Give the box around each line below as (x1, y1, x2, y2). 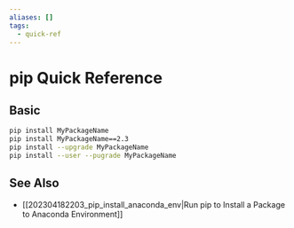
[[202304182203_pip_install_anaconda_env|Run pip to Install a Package (21, 199, 286, 209)
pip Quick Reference (9, 67, 163, 88)
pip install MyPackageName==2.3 (9, 135, 129, 144)
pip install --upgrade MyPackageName (9, 143, 149, 152)
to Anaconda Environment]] (21, 208, 123, 219)
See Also (9, 176, 60, 191)
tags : (9, 21, 29, 30)
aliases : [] (9, 12, 53, 22)
